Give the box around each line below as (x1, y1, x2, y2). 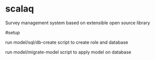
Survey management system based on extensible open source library (5, 20, 150, 26)
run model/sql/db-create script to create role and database (5, 39, 128, 45)
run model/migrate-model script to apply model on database (5, 49, 132, 55)
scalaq (5, 3, 34, 15)
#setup (5, 29, 20, 35)
